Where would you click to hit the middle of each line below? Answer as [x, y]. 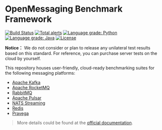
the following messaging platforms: [40, 73]
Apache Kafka [26, 82]
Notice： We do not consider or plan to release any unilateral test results [78, 48]
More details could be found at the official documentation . [75, 123]
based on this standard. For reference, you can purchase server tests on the [81, 53]
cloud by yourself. [23, 58]
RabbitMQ [22, 93]
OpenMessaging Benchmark [64, 9]
